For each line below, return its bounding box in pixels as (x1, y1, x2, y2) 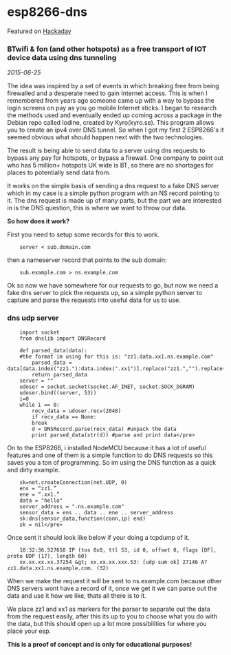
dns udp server (7, 313, 59, 323)
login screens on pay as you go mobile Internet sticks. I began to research (7, 104, 217, 112)
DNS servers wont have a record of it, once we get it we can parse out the (7, 584, 217, 592)
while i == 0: (19, 401, 60, 408)
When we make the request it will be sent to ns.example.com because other (7, 576, 222, 585)
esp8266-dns (7, 4, 88, 20)
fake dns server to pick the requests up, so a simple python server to (7, 289, 203, 297)
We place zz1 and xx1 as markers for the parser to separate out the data (7, 605, 211, 613)
